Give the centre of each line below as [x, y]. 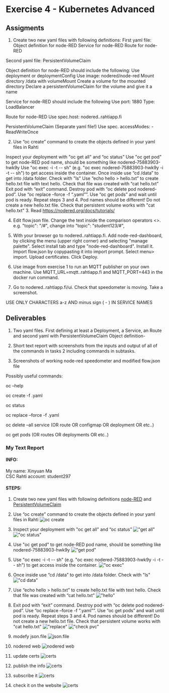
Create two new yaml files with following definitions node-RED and [82, 499]
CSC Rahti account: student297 [38, 476]
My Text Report [25, 448]
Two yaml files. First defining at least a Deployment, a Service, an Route [87, 330]
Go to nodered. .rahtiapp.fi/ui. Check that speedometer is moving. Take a [88, 287]
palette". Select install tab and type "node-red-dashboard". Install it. [83, 246]
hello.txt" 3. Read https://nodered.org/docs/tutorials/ [60, 210]
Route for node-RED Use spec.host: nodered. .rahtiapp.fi [64, 117]
